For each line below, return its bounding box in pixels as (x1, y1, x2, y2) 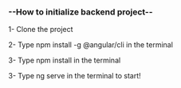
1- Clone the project (8, 25, 73, 34)
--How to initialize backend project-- (8, 6, 153, 18)
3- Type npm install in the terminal (8, 55, 121, 66)
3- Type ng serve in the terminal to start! (8, 71, 141, 81)
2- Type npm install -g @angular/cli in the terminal (8, 40, 174, 50)
